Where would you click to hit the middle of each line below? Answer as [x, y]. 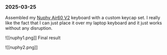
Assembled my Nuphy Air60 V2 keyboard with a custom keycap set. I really [83, 18]
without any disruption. [29, 28]
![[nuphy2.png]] [21, 48]
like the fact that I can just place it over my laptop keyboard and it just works [84, 23]
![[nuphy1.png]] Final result [33, 38]
